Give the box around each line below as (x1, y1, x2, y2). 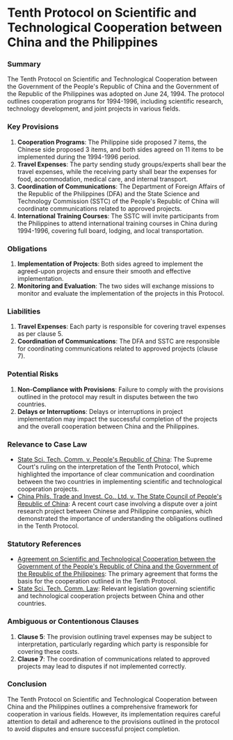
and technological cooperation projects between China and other (17, 592, 204, 600)
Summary (7, 59, 42, 69)
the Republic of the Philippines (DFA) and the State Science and (17, 189, 200, 198)
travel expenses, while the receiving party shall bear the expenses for (17, 167, 217, 175)
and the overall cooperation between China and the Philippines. (17, 422, 200, 431)
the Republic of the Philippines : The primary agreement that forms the (17, 570, 218, 578)
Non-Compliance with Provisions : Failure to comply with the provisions (17, 385, 224, 394)
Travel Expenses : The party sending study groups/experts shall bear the (17, 160, 227, 168)
